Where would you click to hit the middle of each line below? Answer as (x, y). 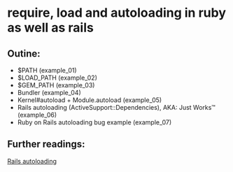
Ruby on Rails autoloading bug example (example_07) (94, 122)
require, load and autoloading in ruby (116, 13)
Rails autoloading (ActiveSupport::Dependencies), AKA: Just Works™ (116, 107)
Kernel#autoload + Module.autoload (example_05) (90, 100)
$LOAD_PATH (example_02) (57, 78)
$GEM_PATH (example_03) (56, 85)
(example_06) (37, 115)
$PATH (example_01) (47, 70)
